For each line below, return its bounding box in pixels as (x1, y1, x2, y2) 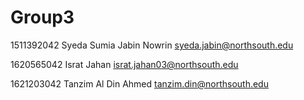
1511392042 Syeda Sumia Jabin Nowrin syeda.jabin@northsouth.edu (10, 39, 294, 51)
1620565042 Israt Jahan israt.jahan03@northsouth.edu (10, 58, 239, 70)
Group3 (10, 6, 75, 29)
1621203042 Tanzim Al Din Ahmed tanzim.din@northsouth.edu (10, 77, 269, 90)
